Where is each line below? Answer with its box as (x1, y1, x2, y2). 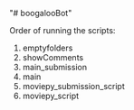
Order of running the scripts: (9, 25, 116, 35)
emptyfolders (22, 42, 73, 53)
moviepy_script (22, 90, 80, 101)
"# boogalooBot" (9, 8, 72, 18)
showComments (22, 52, 84, 62)
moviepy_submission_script (22, 81, 125, 91)
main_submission (22, 62, 88, 72)
